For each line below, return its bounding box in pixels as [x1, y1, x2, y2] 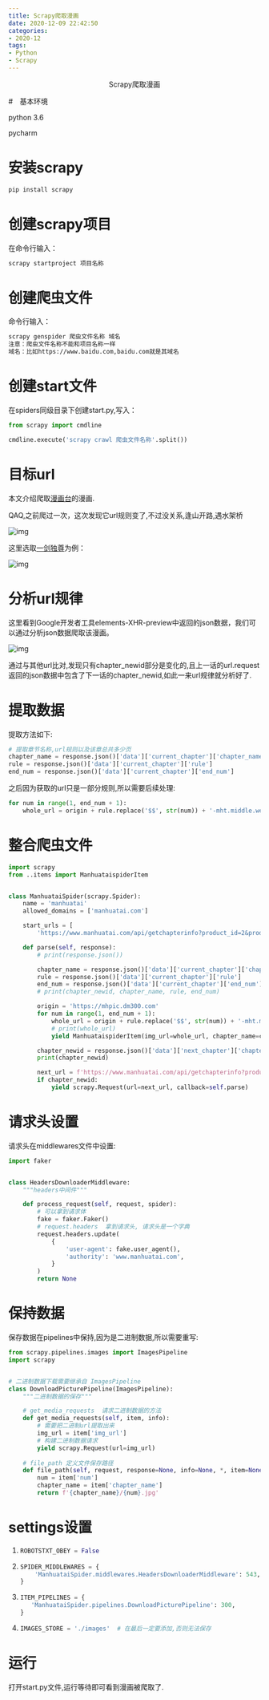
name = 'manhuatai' [22, 900, 88, 908]
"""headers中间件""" [22, 1186, 88, 1194]
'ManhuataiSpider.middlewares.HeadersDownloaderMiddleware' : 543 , [34, 1570, 261, 1578]
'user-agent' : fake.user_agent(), [65, 1245, 181, 1253]
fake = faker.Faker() [37, 1216, 110, 1224]
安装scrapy [8, 159, 84, 177]
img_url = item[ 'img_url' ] [37, 1429, 127, 1437]
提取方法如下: [8, 729, 54, 739]
